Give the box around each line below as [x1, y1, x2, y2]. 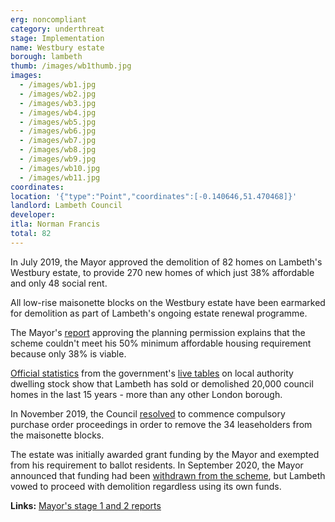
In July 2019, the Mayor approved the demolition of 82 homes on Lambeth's [10, 256, 323, 268]
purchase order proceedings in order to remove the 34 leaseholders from [10, 418, 313, 430]
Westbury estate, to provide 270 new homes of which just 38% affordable [10, 266, 315, 278]
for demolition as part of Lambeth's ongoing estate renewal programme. [10, 307, 308, 319]
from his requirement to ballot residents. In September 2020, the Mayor [10, 459, 304, 471]
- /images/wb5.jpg [19, 117, 97, 127]
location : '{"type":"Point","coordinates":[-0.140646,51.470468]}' [10, 191, 298, 201]
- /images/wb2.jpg [19, 89, 97, 99]
